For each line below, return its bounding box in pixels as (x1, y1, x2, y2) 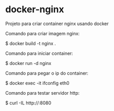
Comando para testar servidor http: (5, 90, 80, 96)
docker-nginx (5, 4, 64, 15)
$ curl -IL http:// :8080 (5, 100, 52, 106)
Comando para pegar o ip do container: (5, 70, 88, 76)
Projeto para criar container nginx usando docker (5, 20, 109, 27)
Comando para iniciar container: (5, 50, 73, 56)
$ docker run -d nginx (5, 60, 52, 66)
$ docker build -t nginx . (5, 40, 56, 47)
